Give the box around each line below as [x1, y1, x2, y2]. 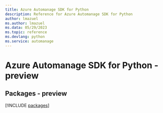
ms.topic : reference [5, 30, 48, 35]
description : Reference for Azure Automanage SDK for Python [5, 12, 133, 17]
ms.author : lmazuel [5, 20, 45, 26]
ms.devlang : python [5, 35, 45, 39]
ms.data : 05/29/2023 [5, 25, 48, 30]
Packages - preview [5, 90, 67, 98]
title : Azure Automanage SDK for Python [5, 7, 89, 12]
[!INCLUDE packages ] [5, 102, 50, 108]
